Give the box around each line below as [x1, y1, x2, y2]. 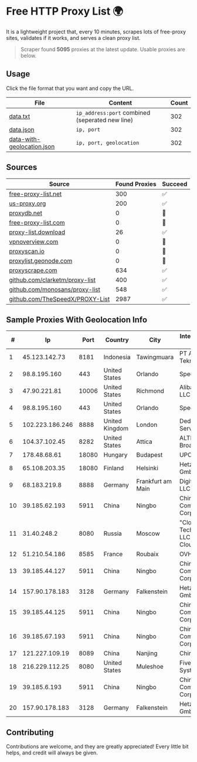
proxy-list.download [9, 228, 66, 236]
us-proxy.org [9, 199, 46, 208]
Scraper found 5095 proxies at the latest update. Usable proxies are [20, 45, 186, 53]
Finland [103, 464, 124, 472]
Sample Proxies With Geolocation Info [6, 315, 148, 325]
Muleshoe [136, 663, 164, 671]
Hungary [103, 451, 128, 459]
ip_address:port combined [76, 108, 151, 116]
